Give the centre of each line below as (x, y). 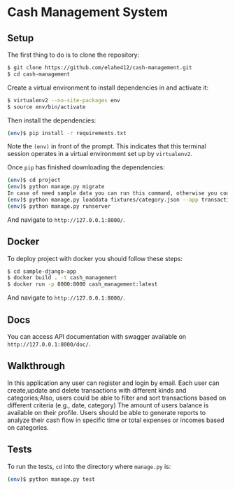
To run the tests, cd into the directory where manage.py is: (89, 466)
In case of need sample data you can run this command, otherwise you (112, 193)
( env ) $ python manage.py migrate (56, 187)
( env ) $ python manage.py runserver (59, 206)
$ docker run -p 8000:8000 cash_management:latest (83, 284)
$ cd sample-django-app (42, 271)
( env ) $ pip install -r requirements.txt (67, 133)
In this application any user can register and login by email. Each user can (113, 383)
